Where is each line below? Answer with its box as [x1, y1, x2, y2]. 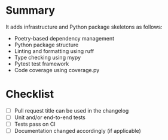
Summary [5, 4, 55, 17]
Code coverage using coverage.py [14, 66, 100, 73]
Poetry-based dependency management [14, 35, 115, 42]
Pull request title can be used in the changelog [14, 107, 129, 114]
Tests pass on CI [14, 120, 56, 127]
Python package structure [14, 41, 79, 48]
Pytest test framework [14, 60, 69, 67]
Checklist [5, 88, 54, 101]
